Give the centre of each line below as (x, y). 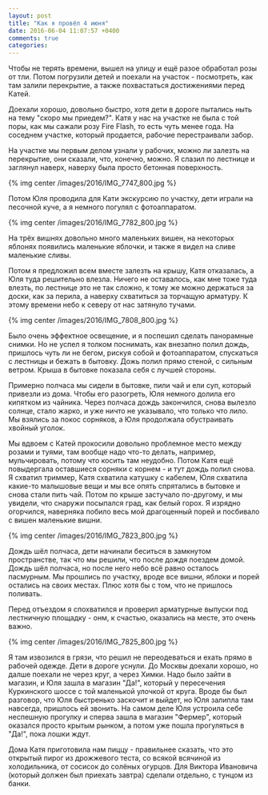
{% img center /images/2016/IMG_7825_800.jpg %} (93, 642)
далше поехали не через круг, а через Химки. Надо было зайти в (120, 675)
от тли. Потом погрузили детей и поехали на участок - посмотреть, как (131, 77)
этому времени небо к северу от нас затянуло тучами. (102, 305)
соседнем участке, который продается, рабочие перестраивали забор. (131, 135)
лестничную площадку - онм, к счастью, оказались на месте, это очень (132, 618)
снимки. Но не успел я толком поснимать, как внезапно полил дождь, (129, 345)
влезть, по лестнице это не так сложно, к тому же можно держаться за (131, 288)
